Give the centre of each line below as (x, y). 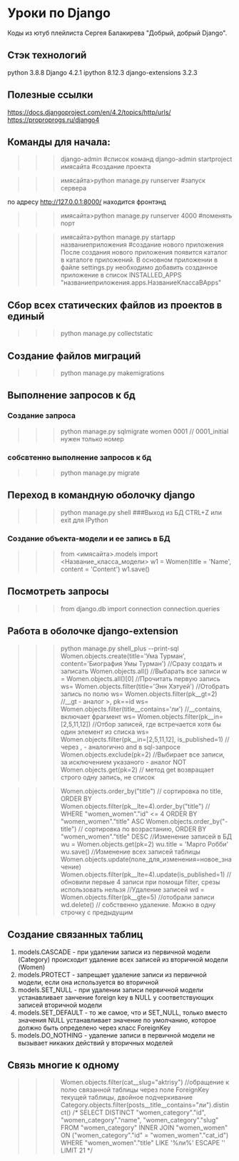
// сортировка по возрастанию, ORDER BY (142, 829)
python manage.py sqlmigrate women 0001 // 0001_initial (144, 431)
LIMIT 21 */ (76, 1150)
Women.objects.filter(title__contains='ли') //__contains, (141, 709)
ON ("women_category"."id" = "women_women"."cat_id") (144, 1135)
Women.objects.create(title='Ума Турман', (123, 656)
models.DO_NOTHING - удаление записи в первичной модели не (116, 1035)
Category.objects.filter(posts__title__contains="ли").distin (145, 1105)
